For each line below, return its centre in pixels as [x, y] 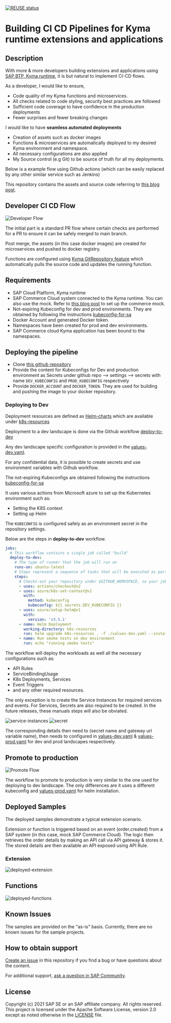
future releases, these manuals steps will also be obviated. [67, 711]
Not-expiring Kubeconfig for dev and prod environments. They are [82, 309]
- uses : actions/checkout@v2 [50, 586]
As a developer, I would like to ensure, [45, 86]
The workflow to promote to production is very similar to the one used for [82, 780]
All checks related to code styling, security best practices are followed [86, 101]
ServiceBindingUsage [35, 674]
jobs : [11, 548]
